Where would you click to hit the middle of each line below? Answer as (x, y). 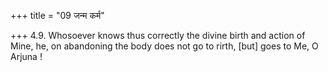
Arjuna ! (26, 56)
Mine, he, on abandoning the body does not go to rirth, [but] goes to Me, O (164, 46)
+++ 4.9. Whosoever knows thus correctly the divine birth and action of (158, 35)
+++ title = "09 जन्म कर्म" (57, 15)
